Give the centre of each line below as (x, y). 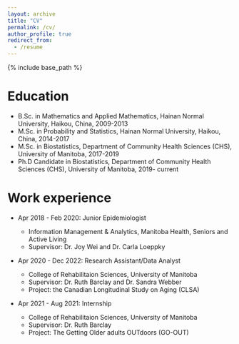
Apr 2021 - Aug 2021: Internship (65, 303)
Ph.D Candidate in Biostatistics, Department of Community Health (114, 161)
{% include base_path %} (45, 67)
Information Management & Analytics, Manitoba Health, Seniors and (128, 231)
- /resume (28, 47)
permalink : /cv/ (31, 27)
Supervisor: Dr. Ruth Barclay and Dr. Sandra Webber (105, 282)
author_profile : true (40, 34)
